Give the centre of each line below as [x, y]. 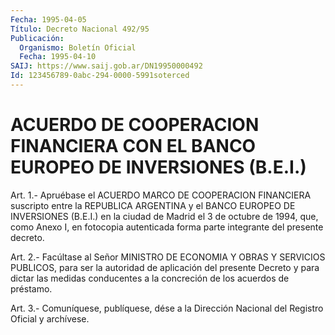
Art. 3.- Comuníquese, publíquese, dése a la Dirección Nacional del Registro [167, 308]
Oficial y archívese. [50, 318]
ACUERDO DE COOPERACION [135, 125]
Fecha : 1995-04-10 [58, 57]
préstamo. [31, 288]
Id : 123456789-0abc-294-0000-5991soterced [100, 76]
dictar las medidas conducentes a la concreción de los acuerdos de [150, 278]
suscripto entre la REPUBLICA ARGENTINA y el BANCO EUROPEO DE [153, 205]
